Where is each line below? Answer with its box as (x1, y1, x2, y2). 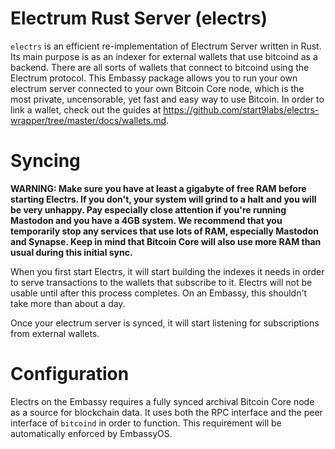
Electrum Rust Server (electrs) (10, 7, 268, 30)
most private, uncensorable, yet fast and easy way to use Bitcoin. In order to (10, 93, 325, 105)
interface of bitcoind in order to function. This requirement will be (10, 417, 282, 429)
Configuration (10, 363, 130, 386)
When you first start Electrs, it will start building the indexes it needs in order (10, 265, 325, 277)
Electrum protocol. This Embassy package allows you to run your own (10, 72, 298, 84)
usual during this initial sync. (10, 246, 133, 258)
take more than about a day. (10, 297, 126, 309)
